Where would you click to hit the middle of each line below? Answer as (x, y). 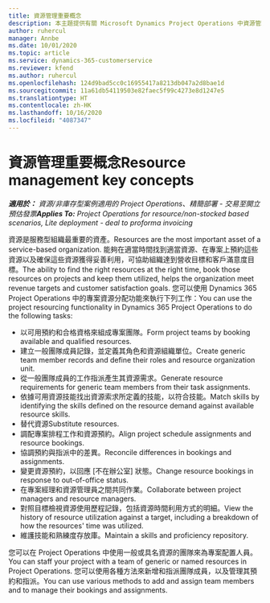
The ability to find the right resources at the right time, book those (132, 269)
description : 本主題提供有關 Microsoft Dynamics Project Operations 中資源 (132, 23)
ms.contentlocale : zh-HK (50, 105)
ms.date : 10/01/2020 (43, 46)
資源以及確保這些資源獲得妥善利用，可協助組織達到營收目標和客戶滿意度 (128, 259)
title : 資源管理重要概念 (45, 16)
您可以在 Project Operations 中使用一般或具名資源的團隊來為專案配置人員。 (133, 552)
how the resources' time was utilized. (82, 525)
